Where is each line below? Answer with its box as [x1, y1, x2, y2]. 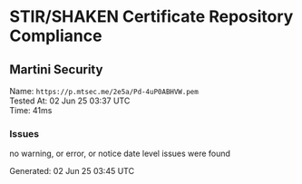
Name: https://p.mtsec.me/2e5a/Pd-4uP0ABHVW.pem [9, 86, 200, 96]
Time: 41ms [9, 105, 53, 115]
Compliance [9, 25, 102, 46]
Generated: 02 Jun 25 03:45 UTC [9, 166, 134, 177]
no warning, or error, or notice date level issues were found [9, 148, 231, 160]
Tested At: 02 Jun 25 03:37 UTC [9, 95, 131, 106]
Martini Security [9, 62, 103, 77]
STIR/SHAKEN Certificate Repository [9, 6, 294, 27]
